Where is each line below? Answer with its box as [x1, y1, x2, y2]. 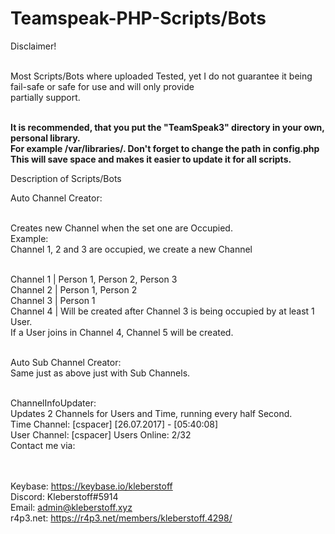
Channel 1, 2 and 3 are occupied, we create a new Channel [10, 243, 253, 255]
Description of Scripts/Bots [10, 172, 122, 184]
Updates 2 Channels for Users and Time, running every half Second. [10, 407, 293, 419]
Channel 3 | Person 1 [10, 294, 96, 306]
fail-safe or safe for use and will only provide [10, 80, 195, 92]
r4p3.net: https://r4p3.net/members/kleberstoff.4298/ [10, 512, 233, 524]
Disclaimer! [10, 40, 57, 52]
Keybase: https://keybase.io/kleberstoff [10, 480, 173, 492]
